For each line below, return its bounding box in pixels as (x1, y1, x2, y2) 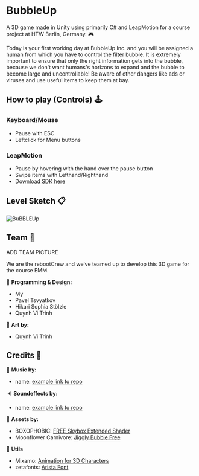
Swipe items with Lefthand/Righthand (14, 171, 109, 178)
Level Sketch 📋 (6, 196, 66, 206)
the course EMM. (6, 266, 49, 274)
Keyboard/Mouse (6, 116, 58, 124)
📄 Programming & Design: (6, 278, 72, 286)
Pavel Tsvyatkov (14, 297, 56, 304)
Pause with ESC (14, 129, 55, 137)
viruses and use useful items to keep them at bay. (6, 76, 130, 83)
